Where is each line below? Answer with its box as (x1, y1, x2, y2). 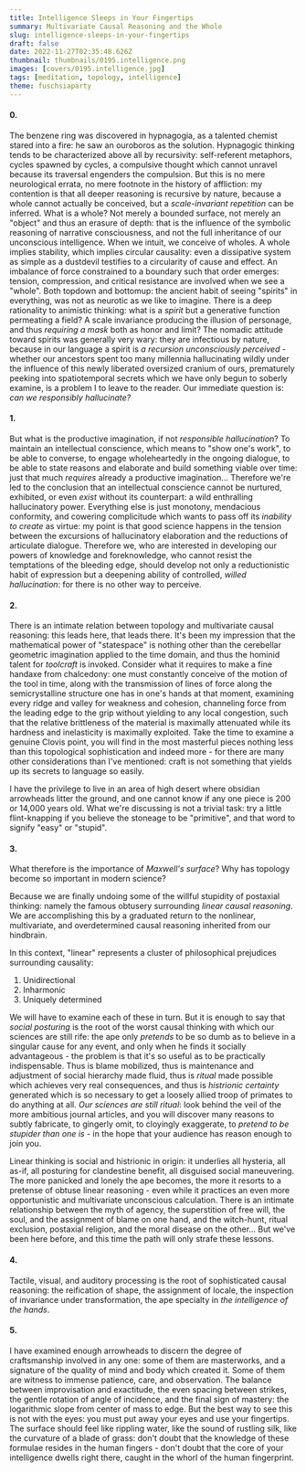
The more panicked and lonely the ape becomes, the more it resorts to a (9, 1175, 281, 1186)
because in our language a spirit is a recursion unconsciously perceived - (9, 344, 286, 355)
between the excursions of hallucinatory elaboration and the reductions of (9, 531, 289, 542)
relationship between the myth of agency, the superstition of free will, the (9, 1204, 286, 1215)
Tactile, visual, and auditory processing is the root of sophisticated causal (9, 1275, 287, 1286)
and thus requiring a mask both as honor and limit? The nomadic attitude (9, 323, 283, 334)
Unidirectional (22, 975, 76, 986)
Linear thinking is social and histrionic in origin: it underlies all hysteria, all (9, 1156, 286, 1167)
